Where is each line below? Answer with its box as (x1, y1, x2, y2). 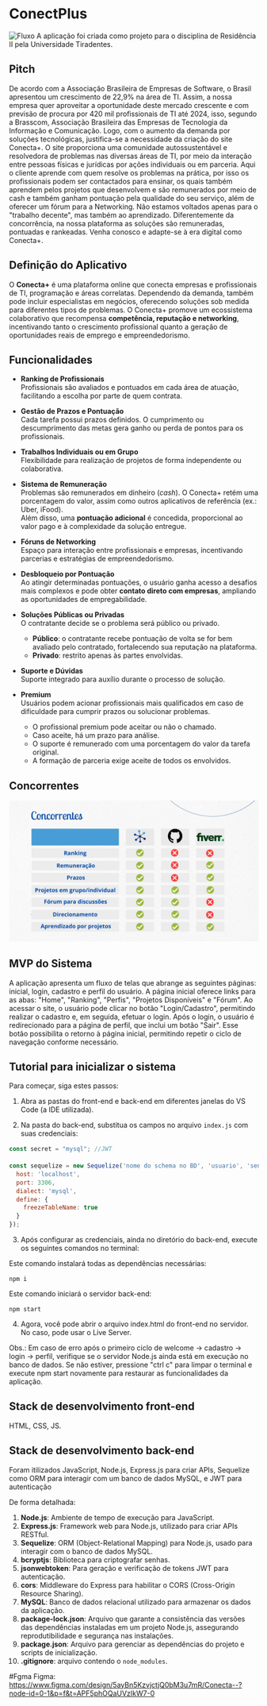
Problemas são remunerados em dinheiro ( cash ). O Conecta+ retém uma (20, 488, 259, 497)
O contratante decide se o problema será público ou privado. (20, 619, 220, 628)
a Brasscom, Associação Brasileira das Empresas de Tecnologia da (9, 117, 228, 127)
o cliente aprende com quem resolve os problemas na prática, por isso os (9, 168, 250, 177)
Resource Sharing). (20, 1588, 84, 1598)
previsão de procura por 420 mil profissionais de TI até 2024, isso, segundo (9, 109, 257, 118)
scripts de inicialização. (20, 1647, 98, 1657)
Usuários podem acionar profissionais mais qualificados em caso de (20, 698, 244, 708)
